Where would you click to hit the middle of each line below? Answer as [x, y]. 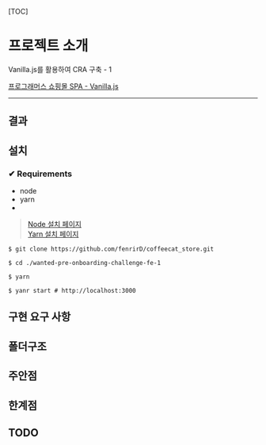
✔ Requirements [40, 174]
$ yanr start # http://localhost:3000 [72, 291]
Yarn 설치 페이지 [53, 234]
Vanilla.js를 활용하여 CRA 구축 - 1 [60, 69]
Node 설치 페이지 [54, 224]
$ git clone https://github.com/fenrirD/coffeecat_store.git [111, 249]
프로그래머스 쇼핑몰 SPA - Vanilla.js [63, 86]
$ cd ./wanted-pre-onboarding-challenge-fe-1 [84, 263]
